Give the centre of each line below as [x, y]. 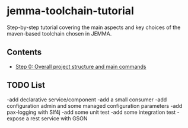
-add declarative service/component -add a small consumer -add [87, 100]
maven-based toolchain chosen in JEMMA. [59, 33]
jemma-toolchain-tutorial [70, 11]
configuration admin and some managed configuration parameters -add [95, 105]
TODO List [26, 85]
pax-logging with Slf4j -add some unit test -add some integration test [91, 112]
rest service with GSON [59, 118]
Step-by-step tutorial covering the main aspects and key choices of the [94, 27]
